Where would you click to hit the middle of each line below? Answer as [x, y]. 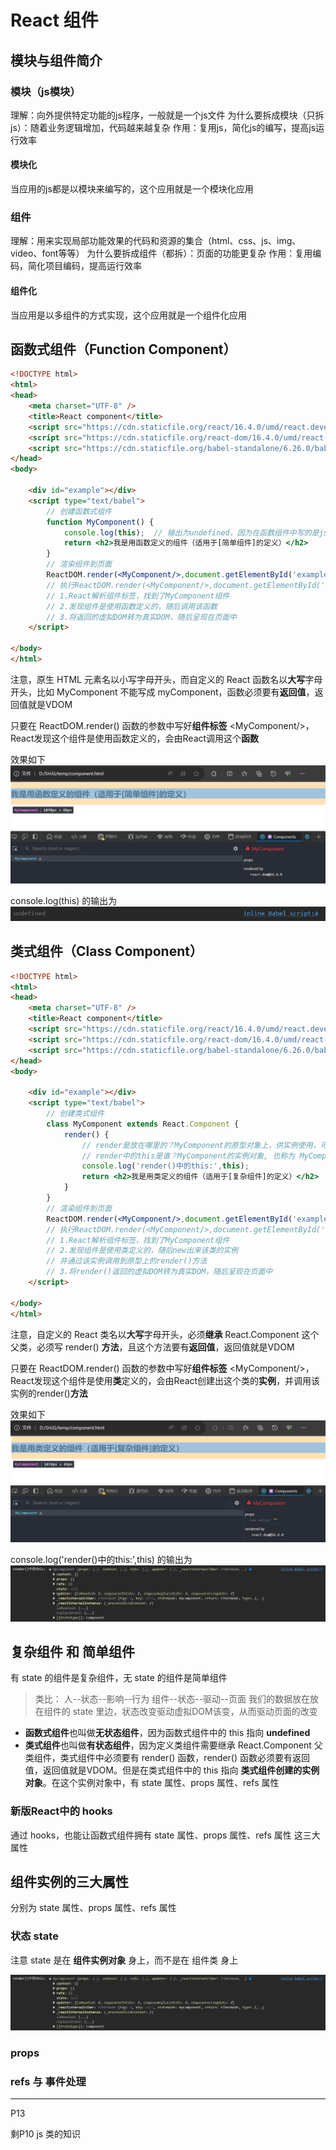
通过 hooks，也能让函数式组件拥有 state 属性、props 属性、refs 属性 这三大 [165, 1835]
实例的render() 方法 [49, 1393]
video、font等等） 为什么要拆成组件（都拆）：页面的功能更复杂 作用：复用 [161, 253]
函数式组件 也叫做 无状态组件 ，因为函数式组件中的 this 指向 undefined [167, 1733]
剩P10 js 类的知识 [46, 2134]
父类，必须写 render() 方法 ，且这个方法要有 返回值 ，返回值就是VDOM [152, 1347]
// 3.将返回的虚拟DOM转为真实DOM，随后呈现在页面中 [141, 617]
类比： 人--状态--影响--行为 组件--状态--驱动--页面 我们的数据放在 [172, 1699]
